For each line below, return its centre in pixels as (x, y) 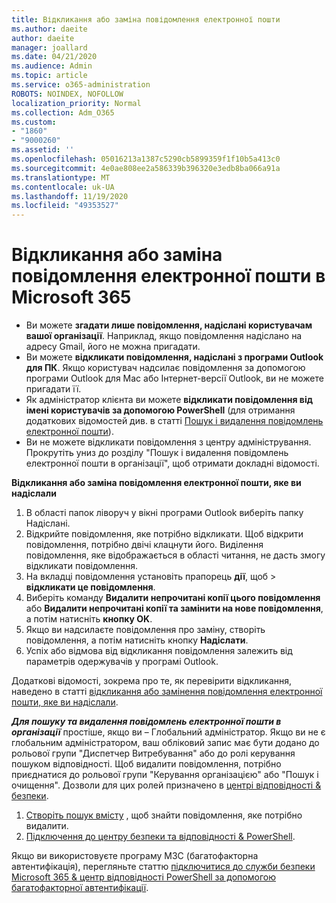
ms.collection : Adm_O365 (63, 112)
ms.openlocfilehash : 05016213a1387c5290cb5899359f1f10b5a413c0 (146, 159)
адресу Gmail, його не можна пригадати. (113, 347)
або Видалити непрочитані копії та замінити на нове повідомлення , (174, 608)
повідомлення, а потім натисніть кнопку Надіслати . (137, 640)
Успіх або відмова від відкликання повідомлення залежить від (159, 651)
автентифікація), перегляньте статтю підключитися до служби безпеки (163, 867)
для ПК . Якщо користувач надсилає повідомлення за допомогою (165, 368)
